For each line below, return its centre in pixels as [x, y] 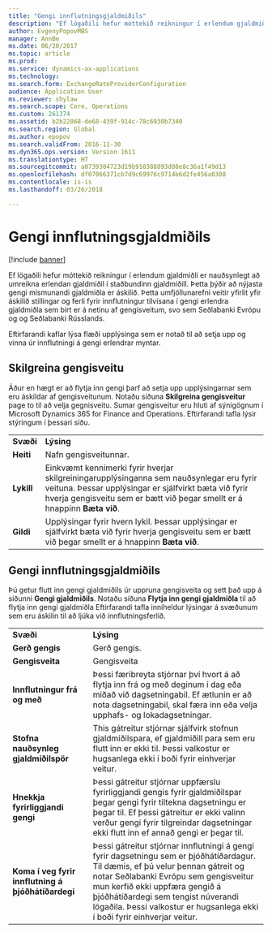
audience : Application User [56, 91]
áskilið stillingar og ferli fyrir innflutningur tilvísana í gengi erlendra [119, 300]
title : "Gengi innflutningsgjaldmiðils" [78, 16]
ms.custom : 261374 [39, 114]
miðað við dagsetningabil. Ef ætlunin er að [172, 695]
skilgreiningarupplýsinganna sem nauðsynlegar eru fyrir [151, 477]
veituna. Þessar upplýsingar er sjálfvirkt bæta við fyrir [147, 488]
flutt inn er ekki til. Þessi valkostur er [161, 749]
